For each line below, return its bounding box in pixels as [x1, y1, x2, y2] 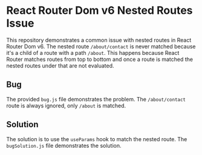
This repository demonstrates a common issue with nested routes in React [6, 36, 192, 43]
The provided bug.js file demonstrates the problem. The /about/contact [6, 95, 186, 103]
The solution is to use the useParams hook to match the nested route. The [6, 135, 187, 142]
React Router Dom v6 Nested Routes [6, 4, 193, 17]
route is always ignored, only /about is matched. [6, 102, 126, 109]
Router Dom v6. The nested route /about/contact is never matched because [6, 43, 196, 50]
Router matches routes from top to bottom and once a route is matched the [6, 55, 194, 63]
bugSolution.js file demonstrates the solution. [6, 142, 122, 149]
